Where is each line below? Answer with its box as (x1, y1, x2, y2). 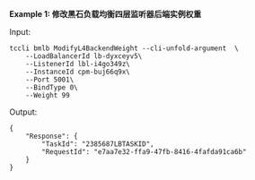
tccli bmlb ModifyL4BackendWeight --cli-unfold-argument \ (9, 44, 240, 53)
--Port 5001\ (25, 75, 75, 84)
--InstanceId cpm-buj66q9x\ (25, 67, 130, 76)
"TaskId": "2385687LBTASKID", (41, 140, 154, 149)
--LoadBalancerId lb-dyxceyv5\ (25, 52, 143, 61)
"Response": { (25, 132, 78, 141)
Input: (9, 27, 31, 37)
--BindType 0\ (25, 83, 78, 92)
